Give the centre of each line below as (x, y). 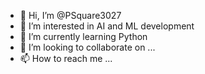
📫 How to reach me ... (66, 58)
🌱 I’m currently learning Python (83, 36)
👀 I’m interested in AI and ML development (107, 26)
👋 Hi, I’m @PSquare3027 (70, 15)
